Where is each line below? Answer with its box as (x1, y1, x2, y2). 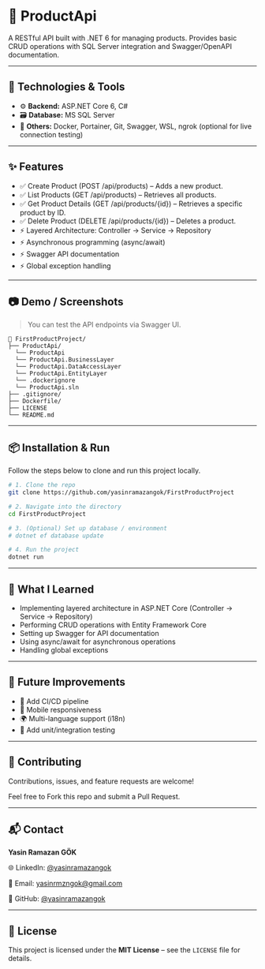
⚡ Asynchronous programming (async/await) (19, 237, 166, 247)
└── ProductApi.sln (15, 383, 80, 391)
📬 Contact (8, 823, 64, 836)
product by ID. (19, 208, 66, 217)
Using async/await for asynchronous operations (19, 637, 176, 646)
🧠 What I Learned (8, 582, 95, 596)
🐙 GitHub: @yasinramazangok (8, 894, 106, 904)
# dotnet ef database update (8, 532, 104, 540)
